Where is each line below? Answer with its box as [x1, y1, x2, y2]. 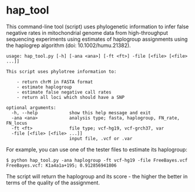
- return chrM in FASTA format [16, 79, 93, 85]
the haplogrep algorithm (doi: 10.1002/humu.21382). [6, 42, 131, 49]
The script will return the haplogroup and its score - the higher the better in [6, 173, 188, 180]
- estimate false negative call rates [16, 89, 112, 95]
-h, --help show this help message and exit [11, 110, 151, 115]
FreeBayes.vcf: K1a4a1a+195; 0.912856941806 [6, 163, 117, 168]
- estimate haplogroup [16, 84, 72, 90]
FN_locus [6, 120, 28, 126]
